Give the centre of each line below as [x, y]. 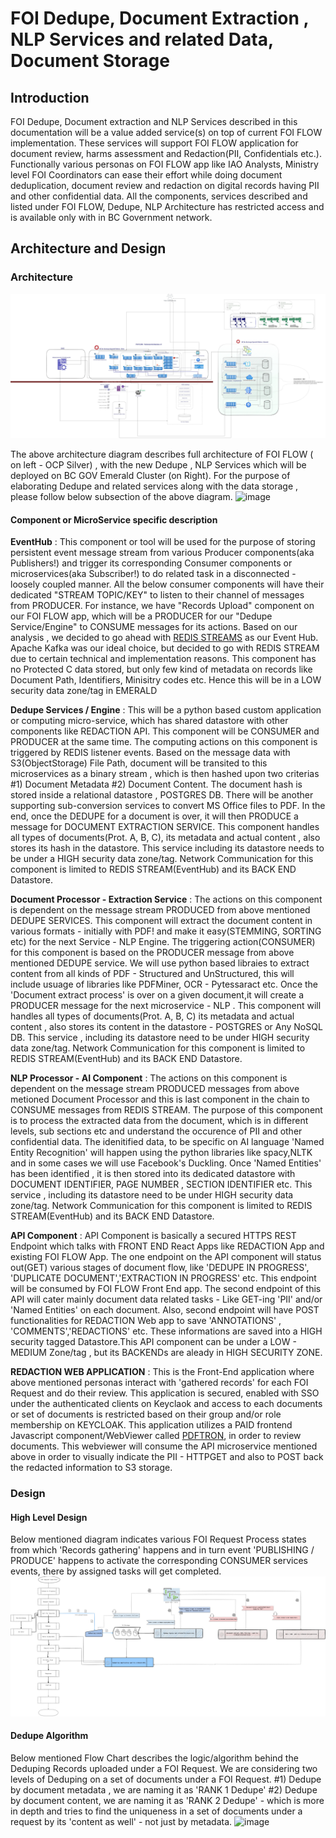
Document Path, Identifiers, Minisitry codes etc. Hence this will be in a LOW [166, 680]
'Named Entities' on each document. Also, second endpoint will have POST [165, 1310]
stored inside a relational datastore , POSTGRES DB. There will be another [162, 795]
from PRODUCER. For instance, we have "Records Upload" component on [162, 606]
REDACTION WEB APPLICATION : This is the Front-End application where [162, 1372]
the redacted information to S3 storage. [91, 1468]
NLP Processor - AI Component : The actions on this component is [149, 1078]
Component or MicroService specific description [114, 519]
